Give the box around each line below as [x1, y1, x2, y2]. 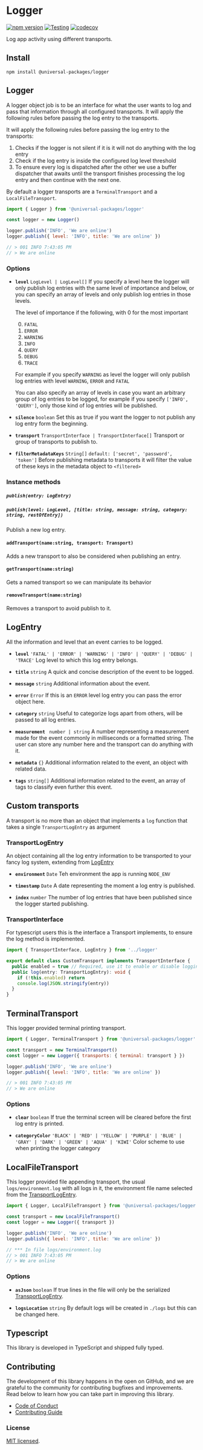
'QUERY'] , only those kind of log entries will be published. [14, 402, 158, 409]
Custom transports [6, 801, 80, 811]
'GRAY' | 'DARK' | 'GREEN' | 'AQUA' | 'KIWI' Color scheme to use [14, 1138, 185, 1145]
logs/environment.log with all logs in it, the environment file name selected [6, 1185, 193, 1192]
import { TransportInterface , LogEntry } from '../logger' [6, 947, 158, 953]
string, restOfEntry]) [6, 512, 63, 518]
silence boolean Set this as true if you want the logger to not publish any [14, 413, 196, 421]
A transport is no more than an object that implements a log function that [6, 817, 188, 824]
